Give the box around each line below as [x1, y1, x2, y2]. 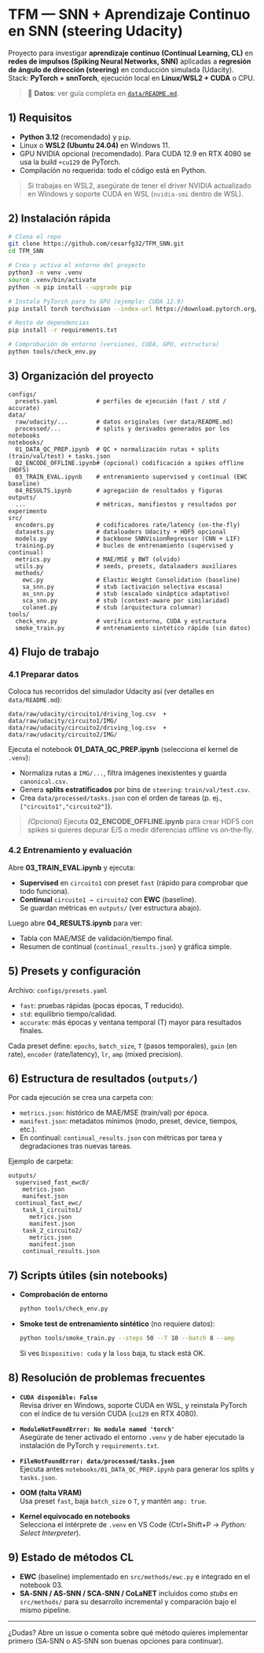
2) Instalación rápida [8, 212, 112, 225]
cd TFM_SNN [8, 247, 44, 255]
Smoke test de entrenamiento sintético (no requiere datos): [19, 1319, 215, 1329]
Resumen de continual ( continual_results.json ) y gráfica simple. [19, 941, 232, 951]
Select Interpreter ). [19, 1528, 81, 1538]
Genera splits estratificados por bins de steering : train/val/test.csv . [19, 785, 250, 794]
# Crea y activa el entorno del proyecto [8, 262, 146, 269]
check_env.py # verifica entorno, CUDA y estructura [15, 617, 226, 625]
